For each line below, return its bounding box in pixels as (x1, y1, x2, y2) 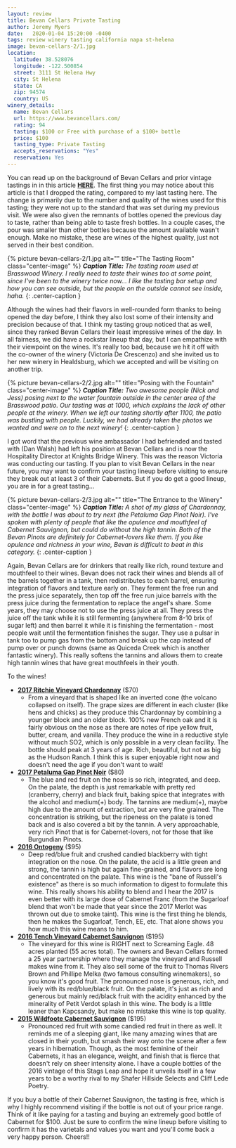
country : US (13, 96, 49, 103)
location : (7, 50, 37, 57)
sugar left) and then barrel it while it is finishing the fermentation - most (7, 621, 214, 629)
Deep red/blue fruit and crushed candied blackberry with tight (27, 850, 208, 858)
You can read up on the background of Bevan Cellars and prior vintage (7, 173, 212, 181)
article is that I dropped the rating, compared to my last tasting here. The (7, 188, 218, 197)
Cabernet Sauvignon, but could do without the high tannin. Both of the (7, 525, 211, 534)
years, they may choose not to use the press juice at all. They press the (7, 606, 214, 614)
